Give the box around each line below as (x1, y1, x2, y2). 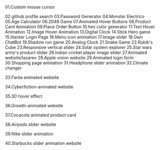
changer (5, 65, 22, 71)
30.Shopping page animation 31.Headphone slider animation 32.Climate (5, 60, 148, 66)
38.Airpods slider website (5, 121, 56, 127)
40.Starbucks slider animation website (5, 140, 82, 146)
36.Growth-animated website (5, 103, 63, 108)
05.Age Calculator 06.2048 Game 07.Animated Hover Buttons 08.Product (5, 19, 151, 24)
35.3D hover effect (5, 93, 43, 99)
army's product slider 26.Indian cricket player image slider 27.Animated (5, 50, 147, 55)
